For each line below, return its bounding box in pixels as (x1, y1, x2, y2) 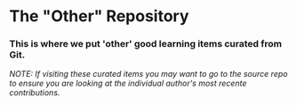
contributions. (9, 87, 60, 98)
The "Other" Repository (9, 6, 189, 26)
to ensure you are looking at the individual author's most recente (9, 78, 247, 89)
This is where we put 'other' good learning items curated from (9, 38, 283, 50)
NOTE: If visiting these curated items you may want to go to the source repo (9, 69, 288, 79)
